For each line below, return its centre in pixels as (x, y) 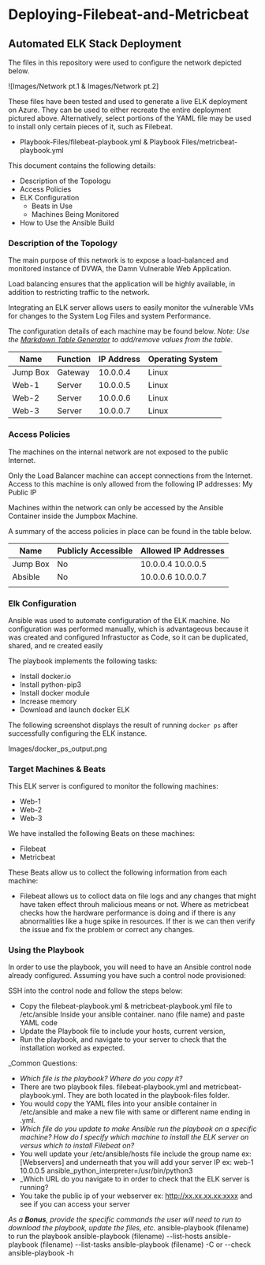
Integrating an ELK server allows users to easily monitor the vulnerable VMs (131, 308)
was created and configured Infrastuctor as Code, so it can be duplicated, (128, 637)
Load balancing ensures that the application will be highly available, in (122, 284)
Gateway (74, 372)
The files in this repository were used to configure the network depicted (125, 62)
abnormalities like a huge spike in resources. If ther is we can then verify (137, 921)
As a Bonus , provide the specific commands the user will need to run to (125, 1219)
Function (74, 359)
